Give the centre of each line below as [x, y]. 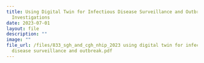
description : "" [27, 34]
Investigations [31, 17]
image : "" [19, 40]
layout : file [23, 28]
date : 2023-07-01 [28, 23]
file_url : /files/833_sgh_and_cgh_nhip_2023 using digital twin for [95, 46]
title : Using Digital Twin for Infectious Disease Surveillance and [95, 12]
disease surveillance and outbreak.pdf [62, 51]
